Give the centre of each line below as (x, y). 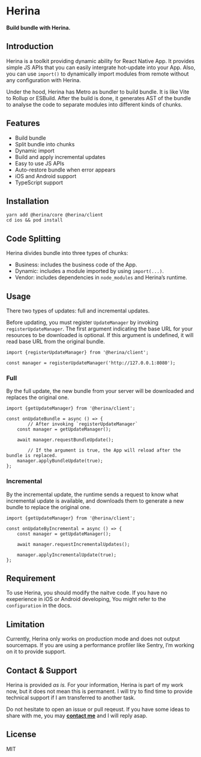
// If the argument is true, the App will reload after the (104, 450)
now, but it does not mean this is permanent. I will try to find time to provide (100, 692)
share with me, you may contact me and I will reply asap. (77, 716)
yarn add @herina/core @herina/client (55, 215)
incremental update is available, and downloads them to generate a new (95, 501)
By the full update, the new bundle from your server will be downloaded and (100, 391)
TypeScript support (39, 182)
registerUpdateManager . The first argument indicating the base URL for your (100, 329)
